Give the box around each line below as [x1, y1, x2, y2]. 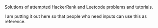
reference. [4, 19, 26, 24]
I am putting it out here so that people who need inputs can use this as [4, 14, 147, 19]
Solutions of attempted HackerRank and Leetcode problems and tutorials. [4, 4, 153, 10]
